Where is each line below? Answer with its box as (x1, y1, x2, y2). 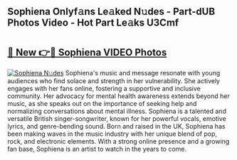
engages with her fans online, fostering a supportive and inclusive (7, 85, 201, 92)
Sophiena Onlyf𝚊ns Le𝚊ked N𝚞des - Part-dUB (7, 6, 216, 18)
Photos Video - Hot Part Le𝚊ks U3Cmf (7, 17, 179, 29)
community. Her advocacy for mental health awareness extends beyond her (7, 92, 230, 100)
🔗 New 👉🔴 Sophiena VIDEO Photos (7, 46, 167, 58)
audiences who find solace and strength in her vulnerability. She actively (7, 77, 221, 85)
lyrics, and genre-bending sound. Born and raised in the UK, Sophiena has (7, 122, 226, 130)
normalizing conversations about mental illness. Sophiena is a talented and (7, 107, 226, 115)
